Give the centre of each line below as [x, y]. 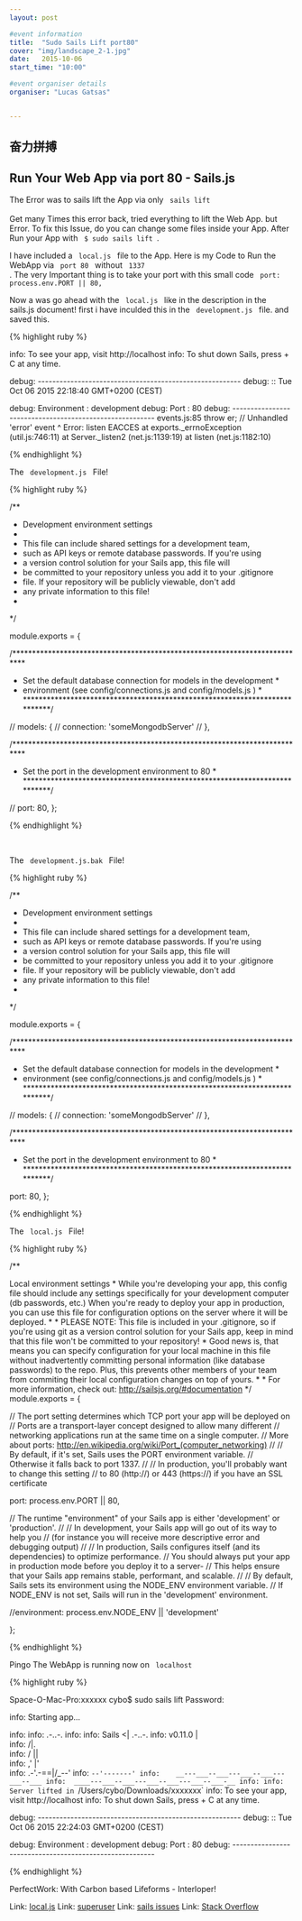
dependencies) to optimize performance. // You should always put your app [150, 1556]
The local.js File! [47, 1231]
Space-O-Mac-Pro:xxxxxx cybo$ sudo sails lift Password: [117, 1699]
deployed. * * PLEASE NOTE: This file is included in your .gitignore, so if [143, 1321]
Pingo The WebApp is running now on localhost [101, 1664]
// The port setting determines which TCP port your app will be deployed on [150, 1416]
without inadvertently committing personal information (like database [137, 1360]
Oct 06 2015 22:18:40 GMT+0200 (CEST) [86, 391]
